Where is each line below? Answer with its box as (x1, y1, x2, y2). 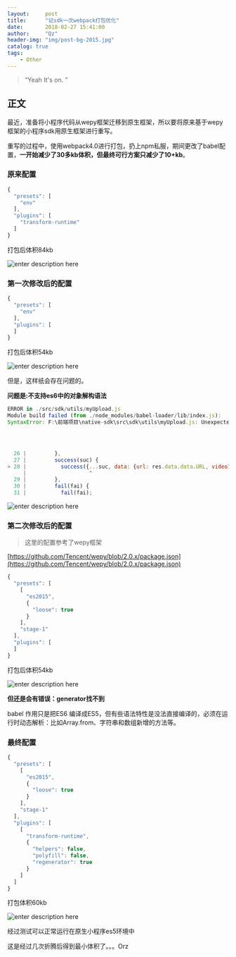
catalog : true (7, 43, 49, 50)
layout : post (7, 10, 58, 18)
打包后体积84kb (7, 245, 53, 254)
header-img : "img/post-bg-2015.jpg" (7, 37, 114, 44)
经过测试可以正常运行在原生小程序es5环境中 (7, 927, 135, 936)
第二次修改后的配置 (7, 521, 72, 531)
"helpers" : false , (32, 846, 86, 853)
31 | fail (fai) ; (13, 489, 93, 497)
